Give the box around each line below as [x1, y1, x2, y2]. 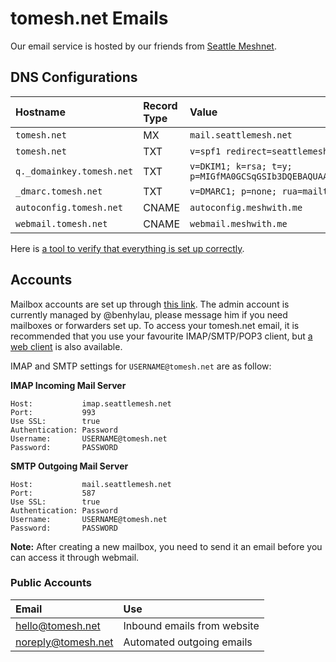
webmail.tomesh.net [15, 218, 108, 229]
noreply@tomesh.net [15, 635, 114, 649]
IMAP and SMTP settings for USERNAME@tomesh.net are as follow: [10, 360, 272, 372]
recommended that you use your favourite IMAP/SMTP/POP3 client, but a [10, 330, 313, 342]
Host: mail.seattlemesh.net [10, 479, 172, 489]
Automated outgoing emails [123, 635, 253, 649]
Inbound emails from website [123, 618, 260, 632]
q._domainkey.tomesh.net [15, 165, 134, 177]
